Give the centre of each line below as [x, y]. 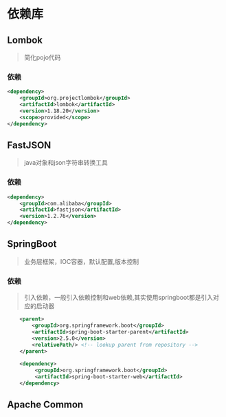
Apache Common [45, 405]
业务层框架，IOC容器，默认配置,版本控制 [81, 261]
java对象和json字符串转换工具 [66, 163]
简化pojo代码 [42, 57]
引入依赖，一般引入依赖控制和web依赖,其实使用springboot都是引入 [118, 298]
